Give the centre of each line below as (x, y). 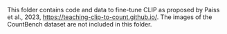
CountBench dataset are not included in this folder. (80, 24)
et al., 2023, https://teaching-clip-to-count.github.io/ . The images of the (110, 17)
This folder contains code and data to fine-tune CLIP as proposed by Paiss (113, 10)
